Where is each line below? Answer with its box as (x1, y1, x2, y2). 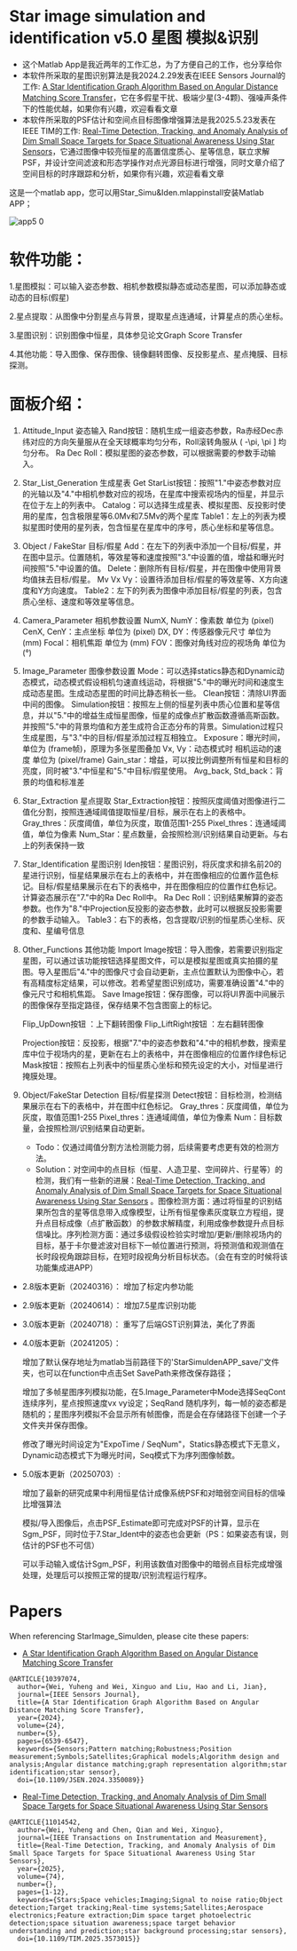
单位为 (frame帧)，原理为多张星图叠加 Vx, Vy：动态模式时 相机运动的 (21, 743, 275, 754)
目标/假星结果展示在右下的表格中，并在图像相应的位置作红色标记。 (37, 881, 282, 892)
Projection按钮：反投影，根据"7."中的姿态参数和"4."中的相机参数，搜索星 (21, 1037, 287, 1048)
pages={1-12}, (17, 1887, 69, 1897)
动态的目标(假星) (9, 291, 70, 303)
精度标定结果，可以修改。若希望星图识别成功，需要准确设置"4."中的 (37, 977, 285, 987)
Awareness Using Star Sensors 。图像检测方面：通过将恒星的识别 (35, 1195, 275, 1206)
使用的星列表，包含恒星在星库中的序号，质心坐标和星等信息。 (52, 521, 279, 532)
